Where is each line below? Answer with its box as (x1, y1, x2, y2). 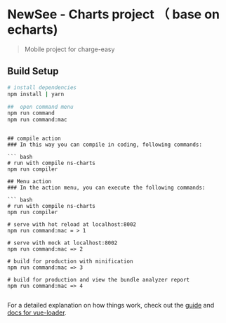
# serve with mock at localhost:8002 (7, 239, 118, 246)
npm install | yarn (7, 91, 65, 98)
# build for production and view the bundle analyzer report (7, 277, 190, 284)
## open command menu (7, 103, 74, 110)
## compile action (7, 135, 61, 143)
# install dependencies (7, 84, 77, 91)
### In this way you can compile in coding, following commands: (7, 141, 202, 148)
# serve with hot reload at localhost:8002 (7, 221, 137, 228)
